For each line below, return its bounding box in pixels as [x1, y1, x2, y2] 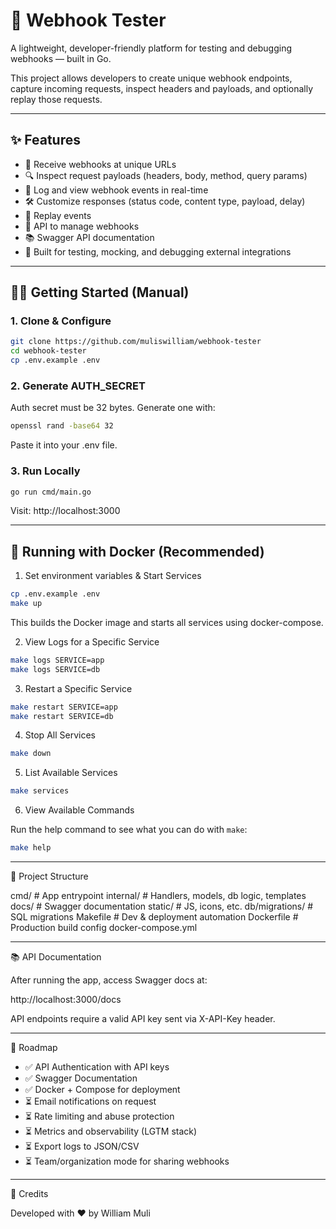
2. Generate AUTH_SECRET [10, 379, 146, 393]
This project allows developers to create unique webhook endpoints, [10, 72, 293, 84]
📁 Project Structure [10, 870, 89, 883]
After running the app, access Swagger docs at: [10, 974, 208, 986]
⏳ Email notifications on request [24, 1095, 157, 1108]
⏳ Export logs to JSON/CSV [24, 1140, 140, 1153]
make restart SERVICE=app [10, 702, 118, 712]
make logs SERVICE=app [10, 655, 105, 665]
